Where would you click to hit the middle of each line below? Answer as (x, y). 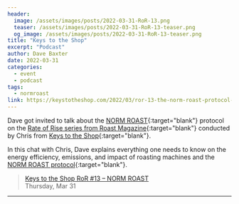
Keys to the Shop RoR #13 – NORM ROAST (87, 178)
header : (19, 14)
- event (25, 73)
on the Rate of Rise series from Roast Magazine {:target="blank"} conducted (119, 128)
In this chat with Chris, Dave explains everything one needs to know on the (117, 149)
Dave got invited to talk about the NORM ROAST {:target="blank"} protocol (116, 121)
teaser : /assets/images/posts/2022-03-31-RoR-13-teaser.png (105, 27)
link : (15, 101)
